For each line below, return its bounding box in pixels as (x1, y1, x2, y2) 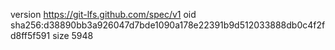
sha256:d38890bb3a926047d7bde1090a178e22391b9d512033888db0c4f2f (10, 19, 326, 31)
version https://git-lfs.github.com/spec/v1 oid (10, 9, 197, 20)
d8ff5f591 (10, 30, 51, 41)
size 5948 (52, 30, 94, 41)
